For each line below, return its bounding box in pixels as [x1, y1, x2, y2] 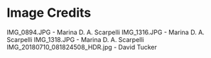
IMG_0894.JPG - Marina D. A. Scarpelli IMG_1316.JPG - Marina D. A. [6, 28, 205, 36]
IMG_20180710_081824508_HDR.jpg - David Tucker [6, 43, 157, 51]
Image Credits [6, 5, 92, 21]
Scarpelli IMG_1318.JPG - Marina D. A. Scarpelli [6, 35, 144, 43]
